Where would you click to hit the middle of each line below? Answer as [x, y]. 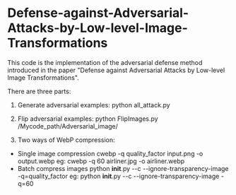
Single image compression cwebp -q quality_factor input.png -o [110, 153]
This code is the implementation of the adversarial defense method [105, 62]
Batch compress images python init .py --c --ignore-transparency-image [123, 168]
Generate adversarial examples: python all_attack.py [94, 105]
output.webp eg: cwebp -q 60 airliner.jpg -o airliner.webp [101, 161]
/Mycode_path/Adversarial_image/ [68, 126]
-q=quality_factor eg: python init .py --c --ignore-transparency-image [118, 176]
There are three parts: [39, 91]
